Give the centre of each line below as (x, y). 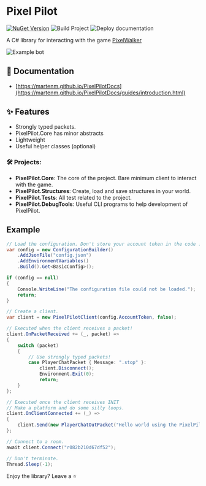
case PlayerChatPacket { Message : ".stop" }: (88, 363)
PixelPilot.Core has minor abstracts (59, 133)
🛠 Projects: (24, 162)
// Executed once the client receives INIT (63, 402)
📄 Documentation (40, 71)
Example (23, 230)
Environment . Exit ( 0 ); (67, 374)
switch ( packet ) (38, 345)
